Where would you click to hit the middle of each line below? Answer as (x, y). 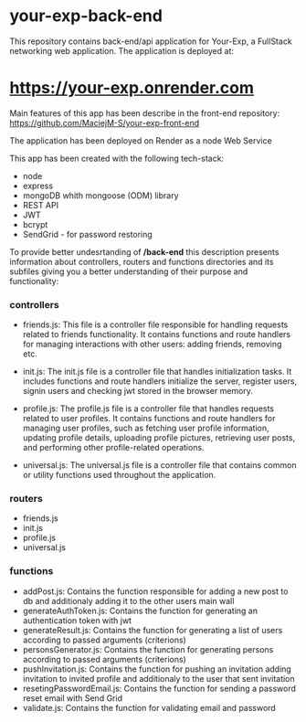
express (37, 186)
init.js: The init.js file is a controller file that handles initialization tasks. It (157, 372)
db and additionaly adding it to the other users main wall (128, 600)
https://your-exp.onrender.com (132, 88)
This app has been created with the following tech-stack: (117, 158)
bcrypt (35, 224)
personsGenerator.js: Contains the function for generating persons (148, 649)
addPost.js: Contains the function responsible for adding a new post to (155, 591)
